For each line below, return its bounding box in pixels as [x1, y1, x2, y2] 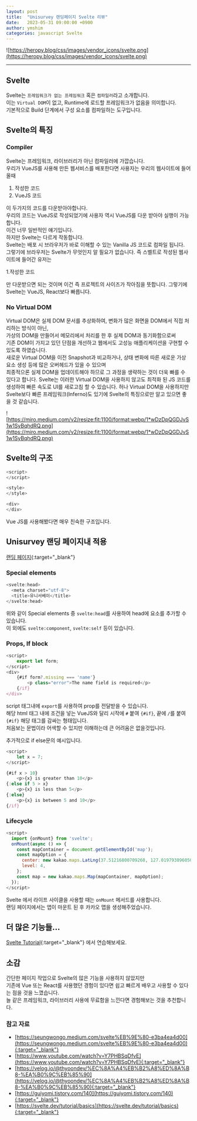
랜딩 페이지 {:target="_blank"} [6, 553, 76, 560]
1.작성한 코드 [6, 268, 35, 275]
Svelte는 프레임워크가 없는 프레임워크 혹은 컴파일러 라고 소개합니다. [6, 92, 150, 99]
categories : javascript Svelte [6, 31, 83, 36]
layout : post [6, 8, 38, 15]
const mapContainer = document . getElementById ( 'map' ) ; [16, 847, 154, 853]
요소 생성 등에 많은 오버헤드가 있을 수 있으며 [6, 361, 107, 368]
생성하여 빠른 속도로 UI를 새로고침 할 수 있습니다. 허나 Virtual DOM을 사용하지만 [6, 383, 189, 390]
